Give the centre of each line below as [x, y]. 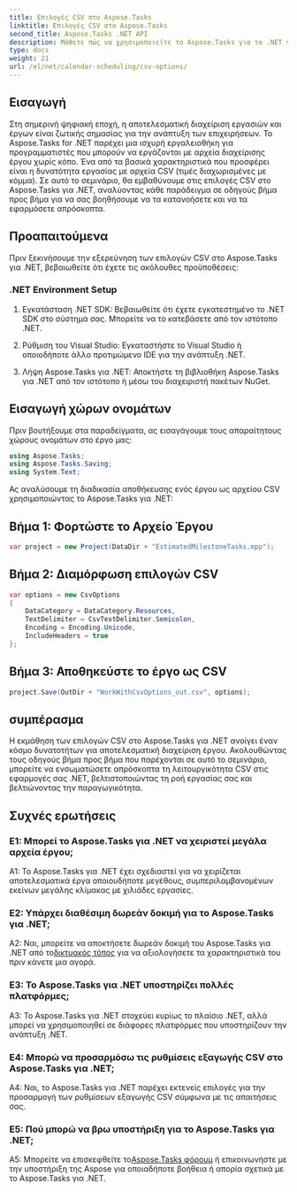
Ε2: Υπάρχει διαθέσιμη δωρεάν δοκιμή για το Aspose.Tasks [141, 912]
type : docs [29, 50]
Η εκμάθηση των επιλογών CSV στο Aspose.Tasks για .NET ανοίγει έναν [144, 741]
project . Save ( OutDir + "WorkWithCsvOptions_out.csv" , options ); [130, 692]
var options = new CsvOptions [65, 595]
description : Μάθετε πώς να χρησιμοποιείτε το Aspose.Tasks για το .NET [146, 42]
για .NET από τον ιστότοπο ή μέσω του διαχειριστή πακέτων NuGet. [146, 381]
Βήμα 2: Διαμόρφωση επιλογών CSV [114, 575]
